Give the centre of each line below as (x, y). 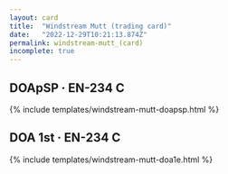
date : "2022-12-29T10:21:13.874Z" (78, 34)
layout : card (34, 18)
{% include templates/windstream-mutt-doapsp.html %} (114, 109)
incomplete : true (42, 51)
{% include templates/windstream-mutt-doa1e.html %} (111, 160)
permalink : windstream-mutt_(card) (76, 43)
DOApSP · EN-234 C (67, 88)
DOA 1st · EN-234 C (65, 137)
